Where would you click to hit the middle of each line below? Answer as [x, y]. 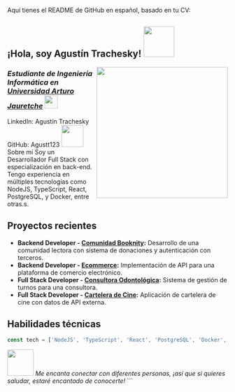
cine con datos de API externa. [62, 302]
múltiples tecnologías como [47, 182]
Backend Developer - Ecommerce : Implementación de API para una [116, 265]
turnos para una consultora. [57, 287]
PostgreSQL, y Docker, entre [48, 196]
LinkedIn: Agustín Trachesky [48, 121]
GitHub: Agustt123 [34, 144]
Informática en [33, 82]
